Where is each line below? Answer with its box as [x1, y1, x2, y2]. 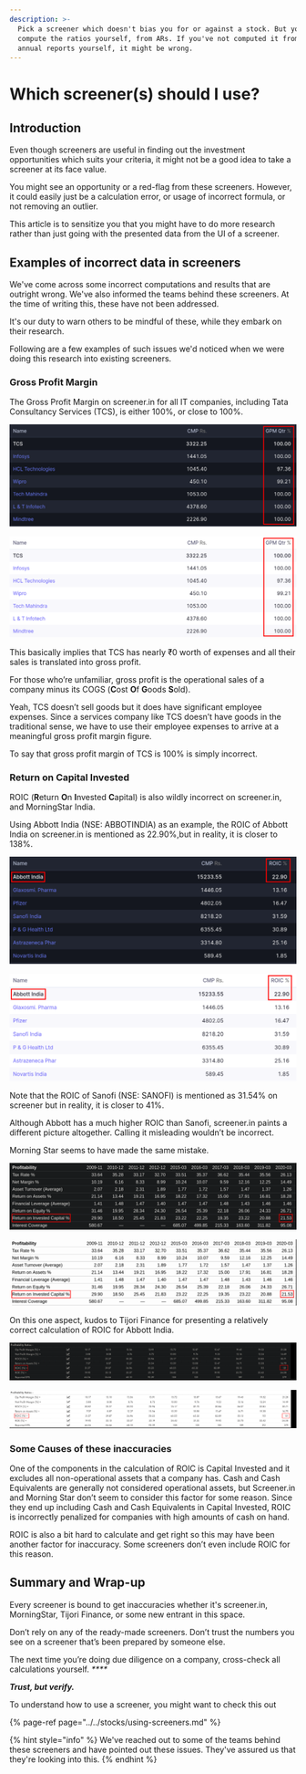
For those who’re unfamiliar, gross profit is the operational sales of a [9, 673, 265, 684]
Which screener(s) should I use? [9, 84, 260, 105]
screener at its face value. [9, 164, 107, 175]
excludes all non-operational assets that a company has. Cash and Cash [9, 1472, 280, 1483]
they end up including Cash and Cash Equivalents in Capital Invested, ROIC [9, 1501, 291, 1512]
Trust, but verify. [9, 1681, 75, 1692]
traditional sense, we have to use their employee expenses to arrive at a [9, 721, 280, 732]
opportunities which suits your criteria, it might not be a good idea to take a [9, 154, 291, 165]
